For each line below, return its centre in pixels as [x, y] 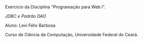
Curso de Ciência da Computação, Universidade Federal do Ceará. [71, 35]
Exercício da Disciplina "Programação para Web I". [55, 7]
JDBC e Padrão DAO [26, 16]
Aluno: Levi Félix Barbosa [30, 25]
